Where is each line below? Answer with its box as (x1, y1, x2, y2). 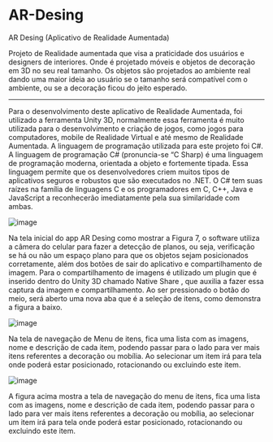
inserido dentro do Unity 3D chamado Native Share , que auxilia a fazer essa (8, 276, 264, 286)
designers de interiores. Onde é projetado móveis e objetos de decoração (8, 57, 256, 67)
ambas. (8, 201, 34, 211)
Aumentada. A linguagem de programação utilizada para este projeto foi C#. (8, 141, 264, 151)
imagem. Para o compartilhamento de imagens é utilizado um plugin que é (8, 267, 258, 278)
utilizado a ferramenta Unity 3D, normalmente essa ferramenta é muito (8, 115, 245, 125)
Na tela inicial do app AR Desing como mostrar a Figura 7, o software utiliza (8, 233, 260, 243)
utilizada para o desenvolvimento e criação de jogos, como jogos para (8, 124, 244, 133)
